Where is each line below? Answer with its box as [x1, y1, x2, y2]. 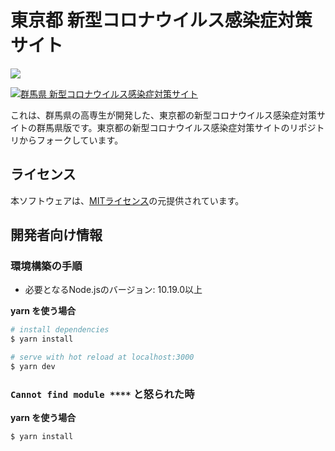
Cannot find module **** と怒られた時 [10, 387, 195, 401]
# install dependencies [10, 325, 110, 335]
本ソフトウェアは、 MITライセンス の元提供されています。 [10, 194, 245, 206]
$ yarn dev [10, 362, 56, 372]
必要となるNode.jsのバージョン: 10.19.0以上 [24, 284, 203, 296]
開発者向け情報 [10, 227, 103, 244]
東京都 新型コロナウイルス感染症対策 [10, 9, 313, 32]
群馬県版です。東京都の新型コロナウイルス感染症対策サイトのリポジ [36, 121, 317, 133]
